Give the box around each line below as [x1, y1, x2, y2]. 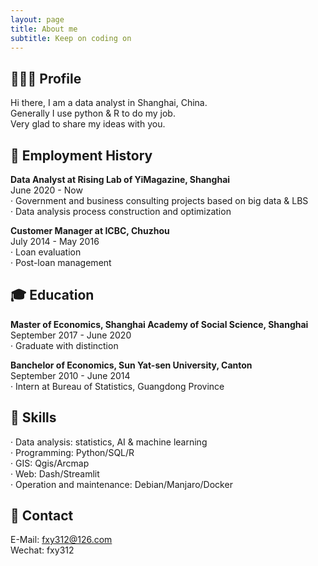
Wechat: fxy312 [10, 544, 75, 556]
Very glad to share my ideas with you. [10, 118, 166, 130]
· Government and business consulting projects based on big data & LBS [10, 195, 309, 206]
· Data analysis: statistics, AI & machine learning [10, 436, 208, 448]
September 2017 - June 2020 [10, 329, 132, 341]
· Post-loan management [10, 257, 112, 268]
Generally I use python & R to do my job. [10, 107, 176, 120]
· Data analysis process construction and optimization [10, 206, 232, 217]
